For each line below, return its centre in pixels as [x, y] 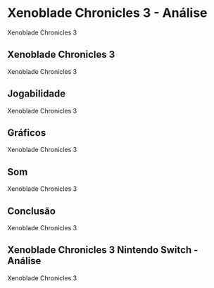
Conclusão [32, 211]
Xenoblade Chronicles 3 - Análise [107, 13]
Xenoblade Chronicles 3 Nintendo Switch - [103, 250]
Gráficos [27, 133]
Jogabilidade [37, 94]
